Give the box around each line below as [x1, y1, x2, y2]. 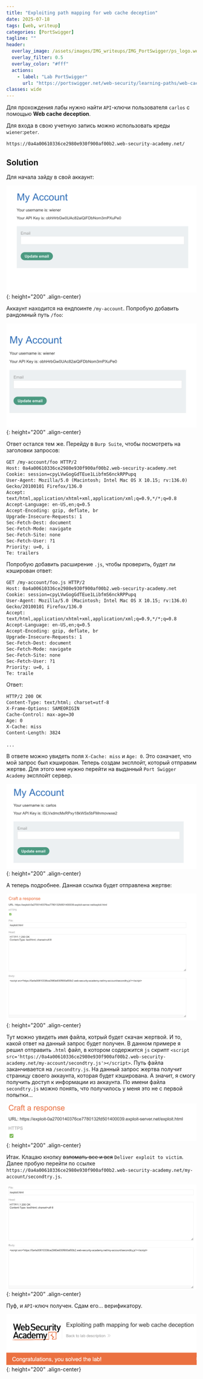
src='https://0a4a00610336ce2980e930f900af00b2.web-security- [6, 1054, 166, 1060]
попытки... [6, 1091, 33, 1099]
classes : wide [6, 87, 42, 93]
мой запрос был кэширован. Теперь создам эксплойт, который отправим [6, 759, 197, 766]
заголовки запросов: [6, 447, 60, 454]
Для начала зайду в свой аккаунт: [6, 173, 95, 180]
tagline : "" [6, 35, 36, 42]
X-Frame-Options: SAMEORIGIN [6, 706, 80, 712]
